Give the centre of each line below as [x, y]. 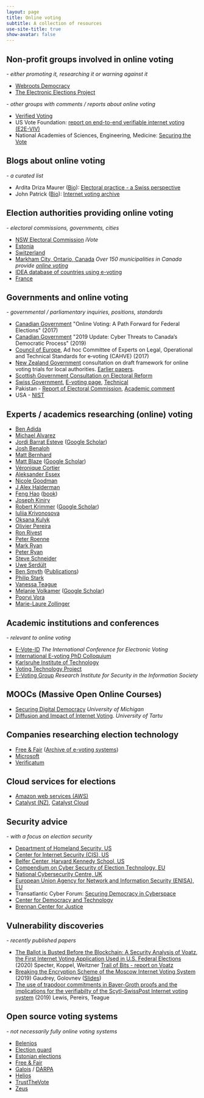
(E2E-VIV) [28, 129]
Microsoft [27, 756]
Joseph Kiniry [33, 500]
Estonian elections [38, 1056]
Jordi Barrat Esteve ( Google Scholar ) [61, 442]
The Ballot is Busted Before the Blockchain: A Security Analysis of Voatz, [106, 952]
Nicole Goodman [36, 481]
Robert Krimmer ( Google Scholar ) [57, 507]
